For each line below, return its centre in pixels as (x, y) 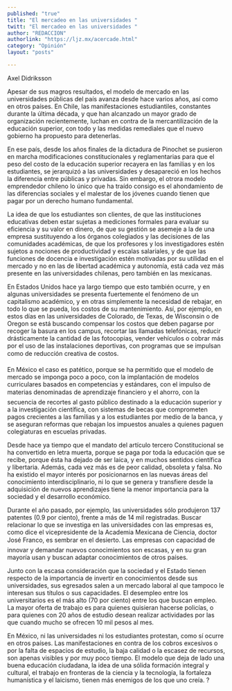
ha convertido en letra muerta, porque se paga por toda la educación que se (116, 452)
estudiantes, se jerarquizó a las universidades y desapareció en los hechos (114, 171)
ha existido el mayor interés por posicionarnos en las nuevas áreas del (107, 474)
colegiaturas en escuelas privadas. (57, 432)
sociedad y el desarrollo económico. (59, 496)
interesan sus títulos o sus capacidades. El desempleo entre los (98, 592)
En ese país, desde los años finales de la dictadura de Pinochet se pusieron (115, 149)
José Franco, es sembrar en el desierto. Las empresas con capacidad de (111, 540)
